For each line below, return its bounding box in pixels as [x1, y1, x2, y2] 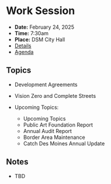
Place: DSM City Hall [14, 36, 65, 43]
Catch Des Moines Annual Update [23, 139, 105, 147]
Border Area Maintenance [23, 134, 86, 141]
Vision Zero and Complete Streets [14, 92, 96, 99]
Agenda [14, 48, 34, 55]
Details [14, 42, 32, 49]
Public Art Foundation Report [23, 121, 93, 128]
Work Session [6, 4, 75, 18]
